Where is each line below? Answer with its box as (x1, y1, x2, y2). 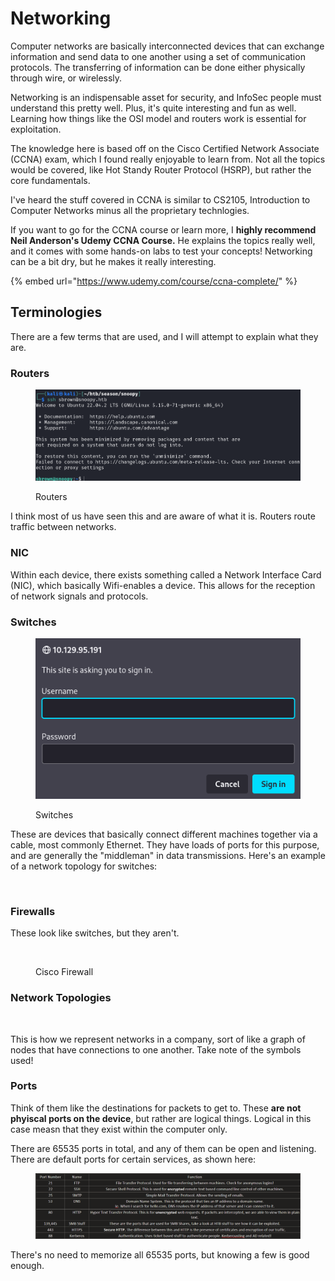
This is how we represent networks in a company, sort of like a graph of (10, 1033, 306, 1045)
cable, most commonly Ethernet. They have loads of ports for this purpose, (10, 838, 320, 851)
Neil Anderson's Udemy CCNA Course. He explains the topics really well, (10, 234, 316, 246)
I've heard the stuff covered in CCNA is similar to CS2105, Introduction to (10, 193, 311, 206)
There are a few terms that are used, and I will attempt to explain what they (10, 330, 319, 342)
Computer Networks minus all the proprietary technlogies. (10, 204, 250, 216)
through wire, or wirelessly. (10, 72, 123, 84)
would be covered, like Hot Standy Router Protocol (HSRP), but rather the (10, 163, 312, 176)
